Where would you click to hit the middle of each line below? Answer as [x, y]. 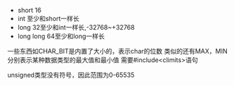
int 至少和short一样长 [49, 18]
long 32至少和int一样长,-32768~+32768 [76, 27]
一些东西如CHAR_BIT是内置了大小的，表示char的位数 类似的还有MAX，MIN [118, 51]
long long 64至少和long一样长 [61, 36]
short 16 [29, 10]
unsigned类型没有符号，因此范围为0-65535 [71, 75]
